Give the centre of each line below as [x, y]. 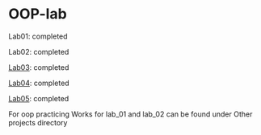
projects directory [38, 122]
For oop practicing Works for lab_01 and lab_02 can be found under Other [130, 114]
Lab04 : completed [39, 83]
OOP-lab [38, 14]
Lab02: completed [39, 51]
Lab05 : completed [39, 98]
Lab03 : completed [39, 67]
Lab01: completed [38, 36]
